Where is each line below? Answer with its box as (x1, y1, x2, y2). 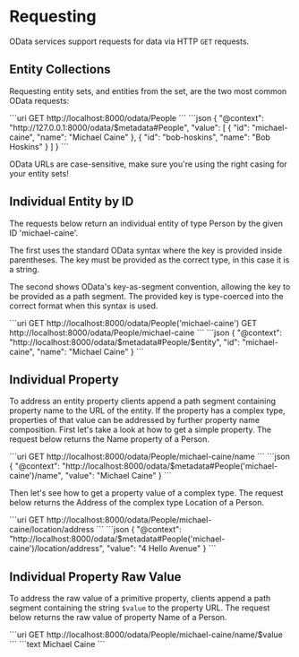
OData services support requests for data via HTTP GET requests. (9, 36, 250, 47)
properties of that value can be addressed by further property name (9, 415, 261, 426)
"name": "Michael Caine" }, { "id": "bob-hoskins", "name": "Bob (36, 132, 271, 143)
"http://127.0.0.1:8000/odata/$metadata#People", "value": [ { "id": (9, 122, 251, 133)
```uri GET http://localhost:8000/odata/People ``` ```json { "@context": (9, 112, 264, 123)
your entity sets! (9, 168, 69, 178)
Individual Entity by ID (9, 195, 134, 210)
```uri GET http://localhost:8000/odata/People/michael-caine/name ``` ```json (9, 451, 291, 462)
